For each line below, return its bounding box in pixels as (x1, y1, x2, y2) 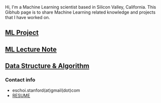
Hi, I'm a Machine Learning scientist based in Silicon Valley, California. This (5, 4, 157, 10)
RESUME (12, 93, 30, 99)
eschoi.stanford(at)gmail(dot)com (12, 87, 80, 93)
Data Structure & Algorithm (5, 62, 90, 70)
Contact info (5, 77, 36, 83)
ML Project (5, 29, 39, 37)
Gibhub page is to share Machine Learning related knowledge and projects (5, 9, 156, 15)
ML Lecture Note (5, 45, 57, 53)
